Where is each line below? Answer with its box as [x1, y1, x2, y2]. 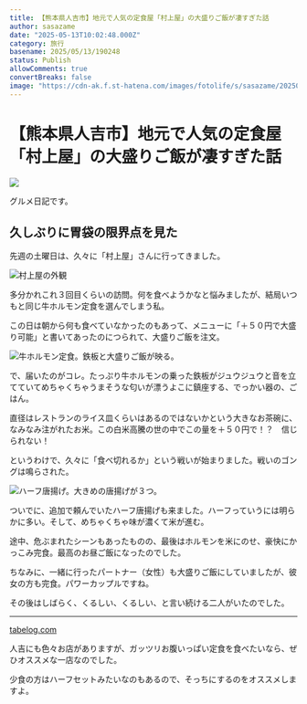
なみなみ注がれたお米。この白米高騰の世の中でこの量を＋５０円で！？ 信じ [9, 424, 298, 435]
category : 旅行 [9, 38, 65, 48]
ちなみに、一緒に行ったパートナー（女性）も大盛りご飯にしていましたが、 [9, 567, 290, 578]
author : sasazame [9, 22, 76, 31]
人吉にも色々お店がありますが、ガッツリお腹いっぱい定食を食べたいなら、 [9, 643, 290, 654]
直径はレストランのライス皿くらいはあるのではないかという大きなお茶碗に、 [9, 413, 298, 424]
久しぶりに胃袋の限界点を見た [9, 225, 178, 240]
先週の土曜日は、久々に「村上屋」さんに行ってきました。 [9, 250, 226, 261]
